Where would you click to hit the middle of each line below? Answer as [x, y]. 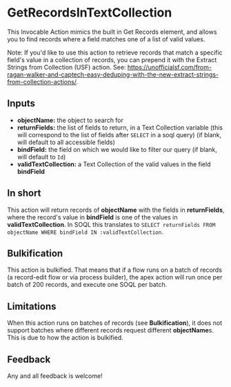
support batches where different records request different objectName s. [111, 330]
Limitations [32, 306]
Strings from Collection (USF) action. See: [67, 67]
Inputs [21, 104]
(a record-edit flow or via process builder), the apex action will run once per [115, 277]
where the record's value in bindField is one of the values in [92, 217]
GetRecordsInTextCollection [90, 13]
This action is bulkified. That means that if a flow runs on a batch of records [115, 270]
